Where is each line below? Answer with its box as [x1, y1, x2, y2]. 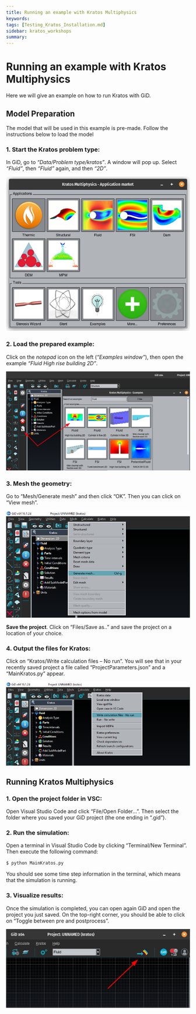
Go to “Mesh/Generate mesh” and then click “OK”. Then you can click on [6, 493, 181, 500]
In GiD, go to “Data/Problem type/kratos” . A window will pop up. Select [6, 159, 177, 166]
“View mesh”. [6, 499, 38, 506]
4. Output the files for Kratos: [6, 645, 91, 653]
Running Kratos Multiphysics [6, 777, 114, 787]
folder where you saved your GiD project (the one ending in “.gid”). [6, 814, 166, 821]
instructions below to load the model [6, 131, 94, 138]
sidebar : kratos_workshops [6, 28, 72, 34]
